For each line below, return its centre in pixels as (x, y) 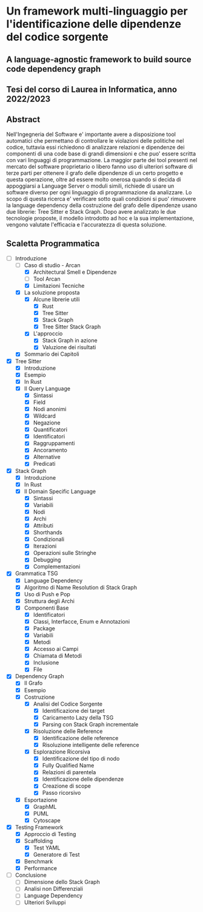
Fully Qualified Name (68, 766)
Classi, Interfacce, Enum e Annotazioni (82, 621)
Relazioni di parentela (69, 772)
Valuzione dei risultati (69, 347)
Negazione (47, 423)
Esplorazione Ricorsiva (62, 752)
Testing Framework (39, 827)
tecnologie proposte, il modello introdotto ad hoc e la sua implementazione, (100, 218)
